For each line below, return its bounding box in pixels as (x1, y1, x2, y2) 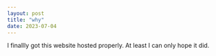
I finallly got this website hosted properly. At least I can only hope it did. (7, 42, 210, 50)
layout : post (7, 10, 45, 17)
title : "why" (7, 16, 45, 23)
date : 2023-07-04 (7, 23, 57, 29)
